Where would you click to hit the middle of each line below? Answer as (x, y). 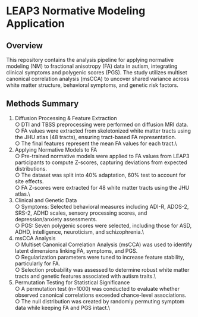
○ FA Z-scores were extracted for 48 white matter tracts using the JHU (102, 187)
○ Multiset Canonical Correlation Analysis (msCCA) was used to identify (103, 244)
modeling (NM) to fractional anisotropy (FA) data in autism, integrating (92, 66)
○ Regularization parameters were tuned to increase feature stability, (100, 257)
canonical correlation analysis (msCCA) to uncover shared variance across (98, 79)
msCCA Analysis (35, 238)
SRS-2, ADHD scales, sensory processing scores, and (81, 213)
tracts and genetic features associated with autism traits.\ (85, 276)
